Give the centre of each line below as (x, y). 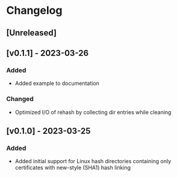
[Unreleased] (32, 33)
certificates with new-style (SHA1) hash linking (73, 168)
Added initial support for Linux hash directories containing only (93, 161)
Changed (20, 99)
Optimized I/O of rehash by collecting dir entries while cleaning (93, 112)
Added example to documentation (57, 83)
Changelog (34, 11)
